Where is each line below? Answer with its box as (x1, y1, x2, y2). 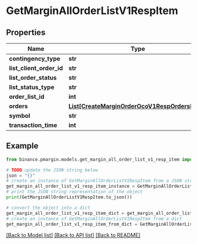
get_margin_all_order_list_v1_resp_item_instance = (6, 183, 135, 190)
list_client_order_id (9, 64, 63, 72)
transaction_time (9, 121, 57, 129)
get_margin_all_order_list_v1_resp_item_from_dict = (6, 221, 138, 227)
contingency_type (9, 54, 60, 63)
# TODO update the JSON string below (6, 167, 98, 173)
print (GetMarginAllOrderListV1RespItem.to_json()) (6, 194, 133, 200)
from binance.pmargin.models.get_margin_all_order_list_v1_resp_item (6, 156, 180, 162)
